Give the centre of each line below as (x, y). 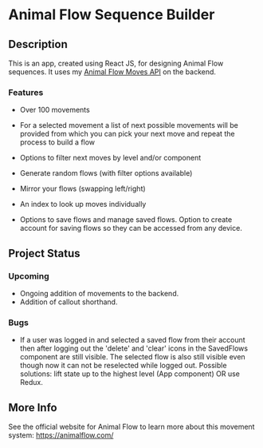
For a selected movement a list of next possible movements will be (129, 125)
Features (26, 92)
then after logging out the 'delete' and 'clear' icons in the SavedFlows (134, 348)
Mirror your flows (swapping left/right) (82, 188)
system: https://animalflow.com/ (61, 435)
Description (38, 44)
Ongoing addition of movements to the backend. (99, 293)
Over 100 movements (55, 110)
